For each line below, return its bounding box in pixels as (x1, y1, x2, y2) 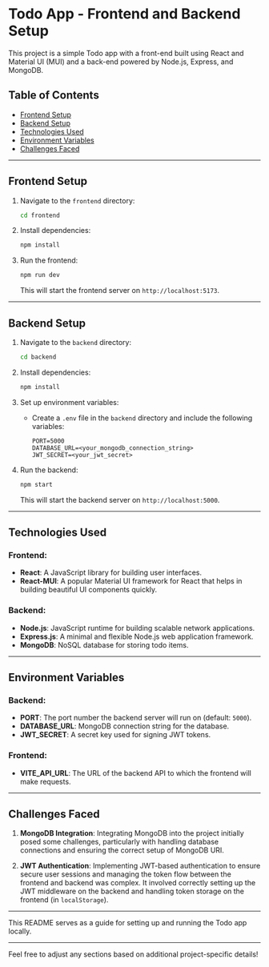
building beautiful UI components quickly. (19, 585, 158, 595)
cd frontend (19, 211, 60, 219)
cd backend (19, 353, 57, 361)
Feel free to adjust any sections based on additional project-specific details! (8, 949, 259, 959)
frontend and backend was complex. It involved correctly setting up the (19, 878, 256, 888)
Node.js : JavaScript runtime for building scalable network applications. (19, 623, 255, 632)
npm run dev (19, 271, 60, 279)
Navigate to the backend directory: (19, 338, 132, 347)
